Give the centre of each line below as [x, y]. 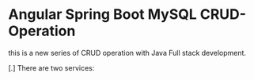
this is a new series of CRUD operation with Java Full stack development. [127, 53]
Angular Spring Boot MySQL [103, 15]
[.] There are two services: [51, 67]
